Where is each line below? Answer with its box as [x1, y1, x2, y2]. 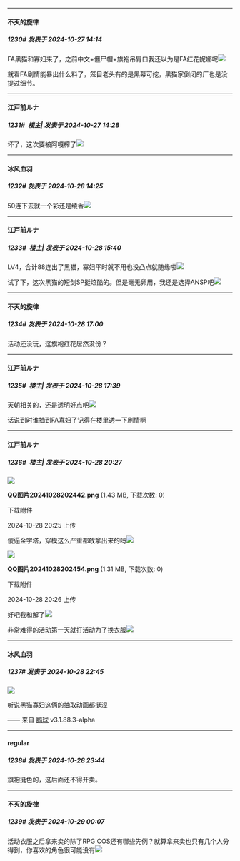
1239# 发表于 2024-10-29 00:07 [7, 817, 105, 826]
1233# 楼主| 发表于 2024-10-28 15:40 [7, 243, 121, 252]
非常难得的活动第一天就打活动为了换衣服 [7, 625, 126, 634]
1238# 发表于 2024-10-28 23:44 [7, 756, 106, 765]
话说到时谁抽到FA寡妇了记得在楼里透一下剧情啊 [7, 416, 146, 425]
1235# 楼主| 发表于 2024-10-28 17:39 [7, 381, 121, 390]
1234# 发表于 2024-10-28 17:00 [7, 320, 104, 328]
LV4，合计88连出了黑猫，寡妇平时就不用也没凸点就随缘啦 [7, 263, 177, 271]
